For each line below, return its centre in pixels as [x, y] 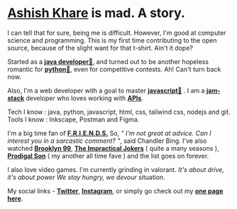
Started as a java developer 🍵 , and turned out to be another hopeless [108, 61]
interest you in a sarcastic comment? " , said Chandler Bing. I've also [107, 141]
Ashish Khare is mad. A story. [97, 13]
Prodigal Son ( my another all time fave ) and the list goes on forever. [108, 156]
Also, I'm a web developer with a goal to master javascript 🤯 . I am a [106, 90]
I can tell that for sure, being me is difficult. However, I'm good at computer [117, 33]
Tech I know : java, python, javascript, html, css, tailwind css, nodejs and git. [119, 112]
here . [15, 198]
